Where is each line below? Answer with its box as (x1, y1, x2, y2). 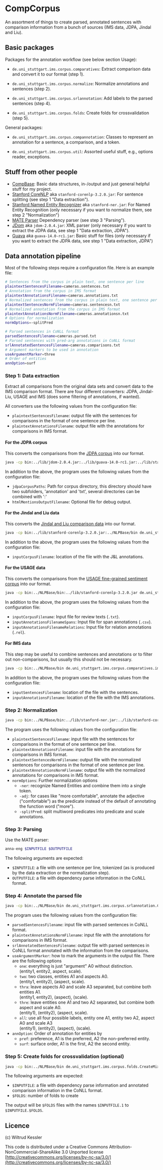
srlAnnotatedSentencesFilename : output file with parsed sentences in (12, 942, 149, 949)
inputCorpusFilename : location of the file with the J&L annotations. (12, 554, 144, 559)
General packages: (5, 124, 43, 130)
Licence (5, 1121, 30, 1130)
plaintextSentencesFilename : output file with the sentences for (12, 413, 137, 418)
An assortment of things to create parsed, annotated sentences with (5, 19, 142, 25)
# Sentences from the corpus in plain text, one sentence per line (5, 279, 145, 284)
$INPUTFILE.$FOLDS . (5, 1108, 44, 1113)
